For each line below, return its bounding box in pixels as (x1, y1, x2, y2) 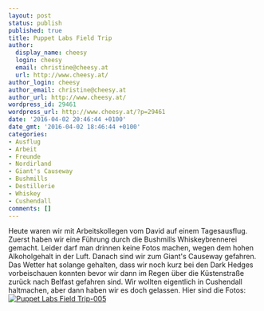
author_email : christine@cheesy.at (8, 85, 127, 94)
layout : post (8, 11, 52, 20)
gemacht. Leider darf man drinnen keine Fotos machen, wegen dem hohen (8, 243, 254, 253)
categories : (8, 130, 48, 138)
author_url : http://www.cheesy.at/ (8, 93, 127, 101)
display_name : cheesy (15, 49, 88, 57)
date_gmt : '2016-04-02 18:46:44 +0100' (8, 123, 141, 131)
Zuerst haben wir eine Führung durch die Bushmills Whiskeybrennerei (8, 234, 238, 244)
